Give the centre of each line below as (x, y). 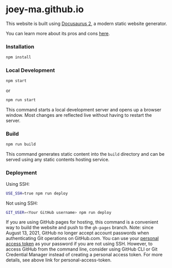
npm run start (21, 100)
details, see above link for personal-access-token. (59, 260)
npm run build (21, 144)
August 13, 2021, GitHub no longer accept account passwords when (77, 233)
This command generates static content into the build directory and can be (85, 154)
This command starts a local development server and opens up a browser (84, 110)
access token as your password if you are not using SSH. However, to (79, 244)
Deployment (21, 173)
